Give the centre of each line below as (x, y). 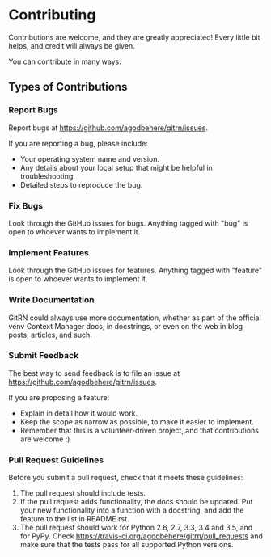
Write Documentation (51, 300)
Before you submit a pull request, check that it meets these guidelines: (126, 478)
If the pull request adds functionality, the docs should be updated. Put (136, 502)
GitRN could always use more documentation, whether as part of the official (135, 318)
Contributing (52, 15)
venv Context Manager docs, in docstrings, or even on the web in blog (126, 326)
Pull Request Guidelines (56, 460)
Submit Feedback (44, 356)
